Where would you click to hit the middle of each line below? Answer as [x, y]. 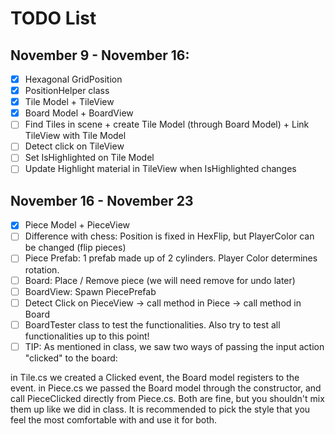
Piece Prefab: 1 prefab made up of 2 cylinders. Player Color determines [171, 258]
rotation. [42, 269]
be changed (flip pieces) [75, 248]
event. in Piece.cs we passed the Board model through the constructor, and [166, 388]
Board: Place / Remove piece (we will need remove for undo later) [160, 280]
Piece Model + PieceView [77, 225]
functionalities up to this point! [87, 336]
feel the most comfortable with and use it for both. [114, 419]
